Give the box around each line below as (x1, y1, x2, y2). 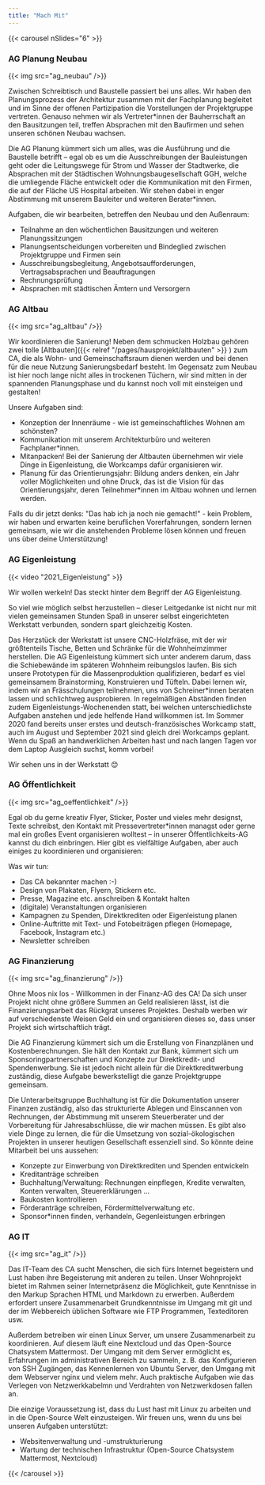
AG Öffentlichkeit (8, 779, 77, 790)
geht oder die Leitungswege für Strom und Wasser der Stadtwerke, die (8, 160, 240, 170)
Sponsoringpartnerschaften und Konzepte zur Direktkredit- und (8, 1054, 215, 1065)
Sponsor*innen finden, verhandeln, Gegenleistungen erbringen (19, 1212, 225, 1221)
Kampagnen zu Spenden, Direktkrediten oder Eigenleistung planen (19, 910, 237, 920)
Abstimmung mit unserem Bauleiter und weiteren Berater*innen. (8, 194, 217, 203)
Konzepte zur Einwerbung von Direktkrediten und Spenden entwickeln (19, 1161, 249, 1171)
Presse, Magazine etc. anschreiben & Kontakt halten (19, 894, 191, 903)
